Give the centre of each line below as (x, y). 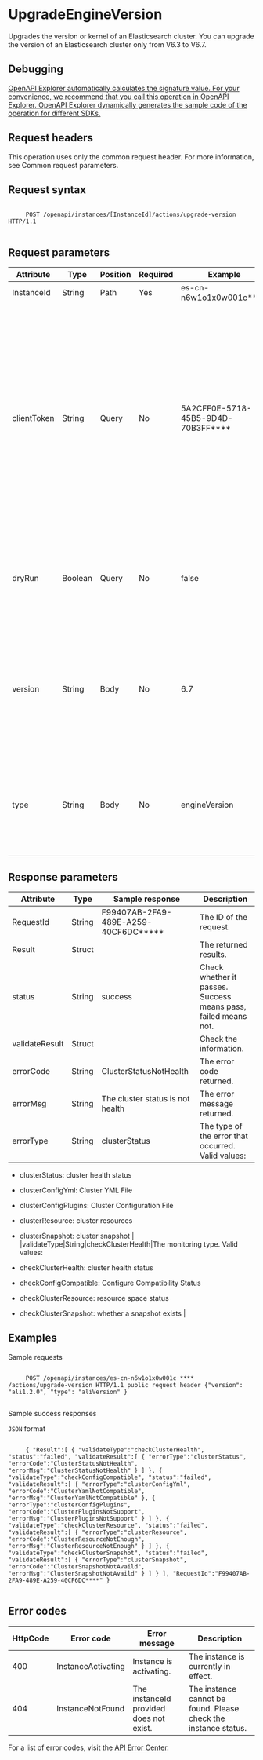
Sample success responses (52, 1413)
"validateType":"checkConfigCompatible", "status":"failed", (110, 1477)
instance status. (218, 1728)
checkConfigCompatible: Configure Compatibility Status (110, 1283)
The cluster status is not (146, 1099)
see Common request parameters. (63, 165)
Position (115, 275)
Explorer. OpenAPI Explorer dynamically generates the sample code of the (128, 104)
